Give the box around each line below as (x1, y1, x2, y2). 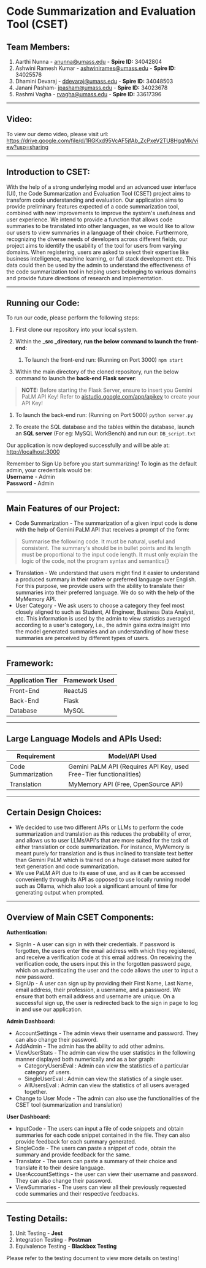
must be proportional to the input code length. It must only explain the (21, 551, 198, 559)
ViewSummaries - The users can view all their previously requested (15, 1183, 186, 1191)
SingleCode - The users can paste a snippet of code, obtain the (15, 1144, 177, 1152)
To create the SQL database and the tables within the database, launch (15, 423, 195, 430)
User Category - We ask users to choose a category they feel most (15, 602, 185, 609)
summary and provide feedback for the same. (15, 1151, 131, 1158)
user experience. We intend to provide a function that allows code (6, 216, 173, 223)
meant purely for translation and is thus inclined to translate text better (15, 849, 193, 857)
